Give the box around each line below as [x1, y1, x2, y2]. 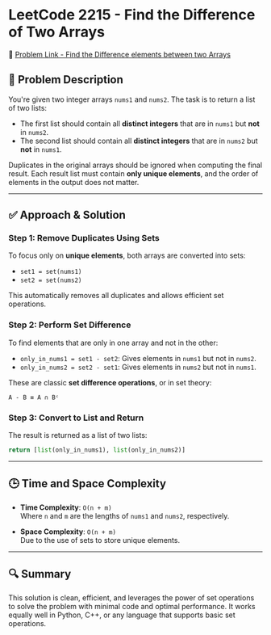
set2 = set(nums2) [19, 276, 82, 284]
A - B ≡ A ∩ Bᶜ [8, 393, 60, 402]
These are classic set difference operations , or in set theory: [8, 377, 212, 387]
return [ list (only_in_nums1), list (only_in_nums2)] [8, 446, 186, 454]
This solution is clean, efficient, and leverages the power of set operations [8, 592, 255, 603]
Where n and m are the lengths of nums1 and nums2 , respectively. [19, 511, 230, 520]
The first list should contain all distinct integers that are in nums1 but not [19, 119, 260, 128]
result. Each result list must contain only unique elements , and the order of [8, 168, 259, 179]
